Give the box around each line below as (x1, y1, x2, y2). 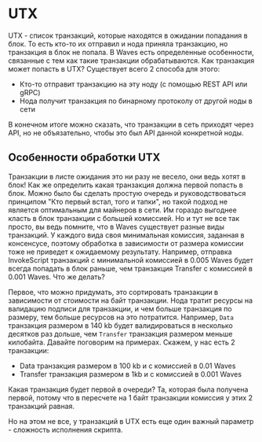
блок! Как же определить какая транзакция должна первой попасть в (8, 180, 243, 190)
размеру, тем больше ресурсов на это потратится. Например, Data (8, 312, 234, 322)
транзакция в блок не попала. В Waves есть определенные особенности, (8, 47, 255, 57)
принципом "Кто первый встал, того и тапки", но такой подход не (8, 197, 228, 206)
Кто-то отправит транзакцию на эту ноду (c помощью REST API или (19, 79, 248, 89)
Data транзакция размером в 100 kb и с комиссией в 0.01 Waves (19, 361, 236, 370)
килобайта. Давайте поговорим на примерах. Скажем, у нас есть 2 (8, 337, 235, 347)
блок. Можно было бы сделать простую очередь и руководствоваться (8, 188, 246, 197)
